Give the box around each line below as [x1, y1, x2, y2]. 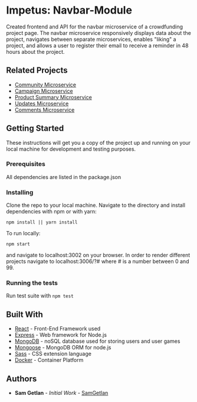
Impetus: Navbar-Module [6, 4, 133, 17]
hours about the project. [6, 48, 65, 55]
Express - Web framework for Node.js [14, 332, 107, 339]
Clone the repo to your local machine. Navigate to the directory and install [6, 202, 186, 209]
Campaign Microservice [14, 87, 73, 95]
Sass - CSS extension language [14, 350, 91, 358]
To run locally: [6, 230, 41, 237]
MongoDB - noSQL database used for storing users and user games [14, 338, 180, 345]
